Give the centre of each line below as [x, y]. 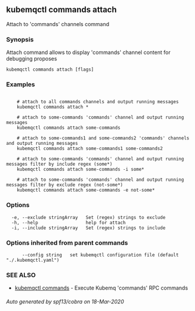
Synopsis [20, 39]
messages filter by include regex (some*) [59, 164]
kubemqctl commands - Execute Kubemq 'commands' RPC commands [101, 288]
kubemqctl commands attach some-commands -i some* [81, 169]
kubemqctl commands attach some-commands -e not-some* [86, 190]
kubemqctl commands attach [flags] [50, 70]
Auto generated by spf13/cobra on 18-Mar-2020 [65, 302]
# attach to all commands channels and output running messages [98, 102]
